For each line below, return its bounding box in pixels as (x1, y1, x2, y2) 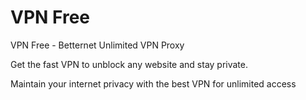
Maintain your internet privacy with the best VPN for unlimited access (10, 77, 297, 90)
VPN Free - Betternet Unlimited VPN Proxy (10, 39, 185, 51)
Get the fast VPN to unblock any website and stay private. (10, 58, 249, 70)
